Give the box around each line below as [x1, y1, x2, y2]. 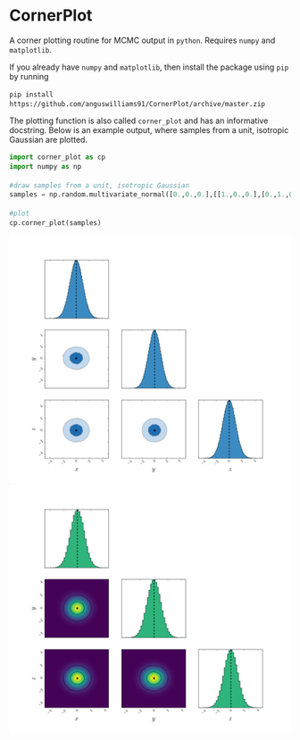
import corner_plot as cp [9, 153, 105, 162]
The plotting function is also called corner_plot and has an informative [9, 115, 269, 126]
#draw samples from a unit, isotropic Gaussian [9, 180, 190, 190]
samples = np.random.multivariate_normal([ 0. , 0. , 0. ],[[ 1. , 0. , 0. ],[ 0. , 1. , [9, 190, 290, 199]
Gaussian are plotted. [9, 134, 87, 145]
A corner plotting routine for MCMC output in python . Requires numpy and [9, 35, 276, 46]
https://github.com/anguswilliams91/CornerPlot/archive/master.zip [9, 99, 266, 108]
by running [9, 71, 49, 81]
